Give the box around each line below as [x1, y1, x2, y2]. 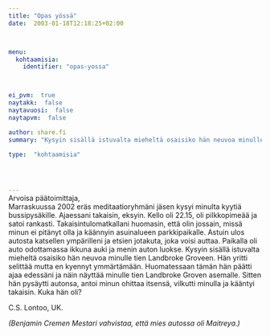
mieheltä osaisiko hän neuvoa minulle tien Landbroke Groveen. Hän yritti [8, 253, 247, 263]
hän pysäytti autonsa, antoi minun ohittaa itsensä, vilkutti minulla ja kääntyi [8, 279, 255, 289]
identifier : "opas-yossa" [22, 63, 110, 71]
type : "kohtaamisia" [8, 150, 81, 158]
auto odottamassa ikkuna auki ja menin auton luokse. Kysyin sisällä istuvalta [8, 244, 260, 254]
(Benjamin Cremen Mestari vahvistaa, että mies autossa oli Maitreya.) [8, 318, 241, 328]
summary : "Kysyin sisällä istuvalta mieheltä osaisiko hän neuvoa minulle [8, 136, 264, 144]
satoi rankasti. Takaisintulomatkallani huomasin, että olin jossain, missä [8, 219, 243, 229]
